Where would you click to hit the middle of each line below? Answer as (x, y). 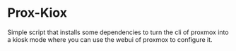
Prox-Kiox (37, 13)
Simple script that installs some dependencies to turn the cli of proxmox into (118, 32)
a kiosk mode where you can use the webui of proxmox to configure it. (110, 39)
